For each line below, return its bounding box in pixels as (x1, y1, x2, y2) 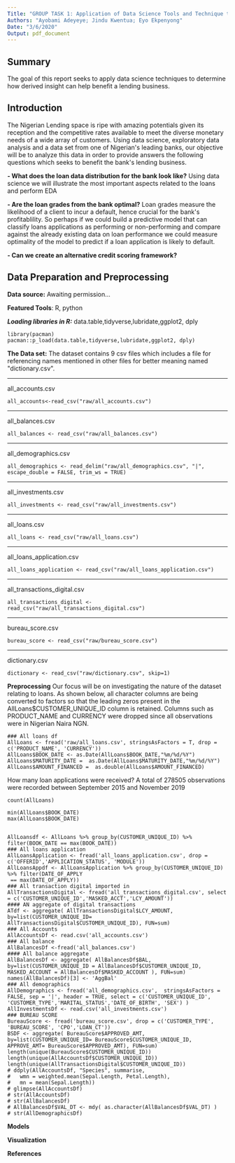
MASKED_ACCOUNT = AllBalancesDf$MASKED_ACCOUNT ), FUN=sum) (7, 969, 187, 976)
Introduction (7, 102, 63, 114)
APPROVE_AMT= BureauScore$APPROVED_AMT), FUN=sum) (7, 1042, 158, 1049)
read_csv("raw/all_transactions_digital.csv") (7, 605, 145, 612)
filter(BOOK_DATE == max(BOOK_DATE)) (7, 840, 117, 847)
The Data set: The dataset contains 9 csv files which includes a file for (7, 349, 211, 358)
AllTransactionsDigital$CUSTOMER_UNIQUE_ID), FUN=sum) (7, 920, 171, 927)
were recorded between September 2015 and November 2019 (7, 783, 185, 791)
